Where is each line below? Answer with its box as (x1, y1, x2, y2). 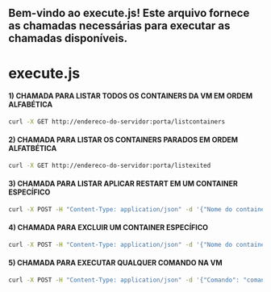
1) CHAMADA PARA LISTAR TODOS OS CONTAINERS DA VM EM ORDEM (8, 91, 253, 101)
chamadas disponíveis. (8, 31, 127, 45)
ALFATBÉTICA (8, 144, 57, 153)
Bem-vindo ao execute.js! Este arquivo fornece (8, 6, 250, 20)
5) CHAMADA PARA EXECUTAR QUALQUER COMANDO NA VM (8, 258, 223, 268)
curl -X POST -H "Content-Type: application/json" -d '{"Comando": (8, 276, 240, 285)
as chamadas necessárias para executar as (8, 19, 231, 33)
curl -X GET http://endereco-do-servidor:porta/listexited (8, 161, 211, 169)
